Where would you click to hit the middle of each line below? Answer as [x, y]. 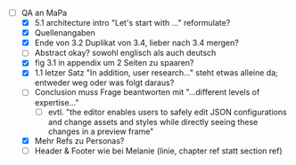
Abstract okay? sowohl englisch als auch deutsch [125, 53]
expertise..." [57, 102]
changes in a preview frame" [101, 131]
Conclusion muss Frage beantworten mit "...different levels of [147, 92]
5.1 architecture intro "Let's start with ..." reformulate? [132, 23]
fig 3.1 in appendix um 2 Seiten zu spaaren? [114, 63]
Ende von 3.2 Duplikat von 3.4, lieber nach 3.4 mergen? [137, 43]
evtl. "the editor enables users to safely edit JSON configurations [167, 112]
